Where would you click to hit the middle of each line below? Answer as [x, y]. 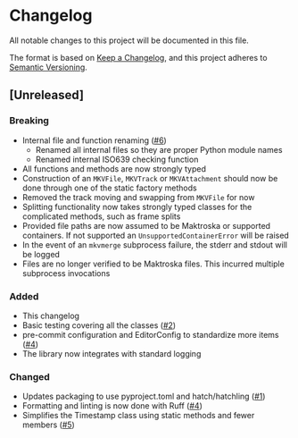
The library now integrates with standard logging [112, 353]
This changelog [51, 316]
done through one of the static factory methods [110, 188]
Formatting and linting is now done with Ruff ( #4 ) [112, 406]
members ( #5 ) [49, 425]
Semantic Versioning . [48, 67]
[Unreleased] [47, 95]
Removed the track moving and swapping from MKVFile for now [138, 197]
